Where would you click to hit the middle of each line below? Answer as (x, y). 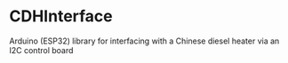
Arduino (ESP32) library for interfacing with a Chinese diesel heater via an (144, 41)
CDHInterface (61, 16)
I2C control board (41, 50)
